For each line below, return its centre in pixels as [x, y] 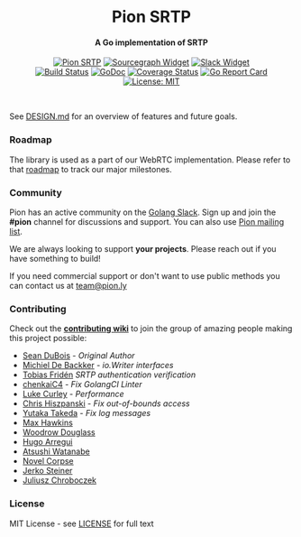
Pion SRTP [151, 17]
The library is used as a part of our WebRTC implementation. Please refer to [150, 160]
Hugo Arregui [48, 442]
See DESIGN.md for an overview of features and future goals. [123, 116]
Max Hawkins [48, 423]
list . [16, 231]
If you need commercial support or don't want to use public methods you [145, 275]
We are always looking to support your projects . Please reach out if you [143, 248]
